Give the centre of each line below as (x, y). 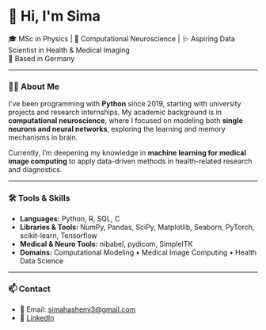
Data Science (42, 260)
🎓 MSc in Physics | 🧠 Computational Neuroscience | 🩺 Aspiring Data (122, 38)
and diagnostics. (35, 170)
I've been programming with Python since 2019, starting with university (125, 104)
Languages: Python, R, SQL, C (70, 218)
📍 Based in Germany (42, 58)
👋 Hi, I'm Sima (54, 16)
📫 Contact (29, 289)
